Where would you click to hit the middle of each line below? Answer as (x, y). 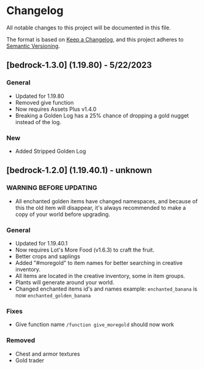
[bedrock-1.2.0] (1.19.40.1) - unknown (79, 170)
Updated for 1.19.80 (40, 96)
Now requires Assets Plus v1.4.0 (56, 109)
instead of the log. (38, 122)
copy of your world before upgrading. (62, 214)
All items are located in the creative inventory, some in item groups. (100, 275)
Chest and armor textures (47, 354)
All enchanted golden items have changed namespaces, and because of (106, 201)
